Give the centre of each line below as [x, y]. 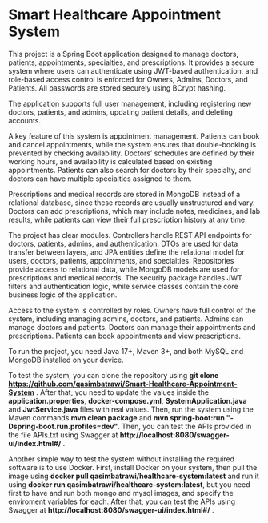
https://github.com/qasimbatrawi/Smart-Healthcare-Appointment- [123, 384]
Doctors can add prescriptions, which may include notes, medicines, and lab [134, 211]
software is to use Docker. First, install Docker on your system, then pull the [133, 467]
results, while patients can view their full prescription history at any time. [128, 219]
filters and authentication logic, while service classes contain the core [123, 286]
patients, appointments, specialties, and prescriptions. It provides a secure [131, 62]
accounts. [25, 120]
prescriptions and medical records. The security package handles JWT [125, 277]
